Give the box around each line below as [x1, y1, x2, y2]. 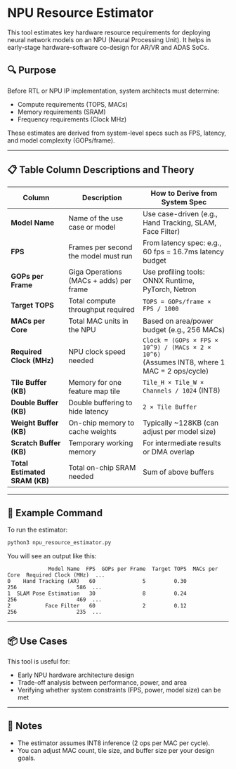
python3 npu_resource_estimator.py [7, 539, 112, 546]
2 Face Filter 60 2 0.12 [7, 603, 188, 610]
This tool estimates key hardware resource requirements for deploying [7, 28, 211, 37]
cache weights [68, 426, 117, 436]
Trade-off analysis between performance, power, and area [17, 678, 188, 687]
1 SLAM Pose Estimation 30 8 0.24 [7, 590, 188, 598]
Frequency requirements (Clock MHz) [17, 114, 127, 124]
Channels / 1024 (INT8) [143, 385, 221, 395]
